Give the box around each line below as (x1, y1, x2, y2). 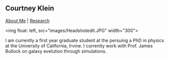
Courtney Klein (5, 4, 54, 13)
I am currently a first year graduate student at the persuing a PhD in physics (5, 37, 164, 43)
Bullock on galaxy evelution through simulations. (5, 48, 107, 54)
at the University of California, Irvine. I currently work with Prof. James (5, 43, 153, 49)
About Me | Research (5, 17, 50, 23)
